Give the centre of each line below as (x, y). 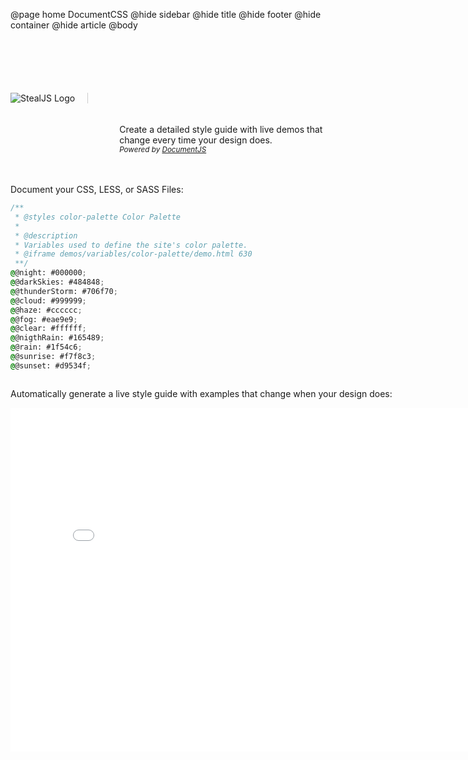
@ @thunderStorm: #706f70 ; (64, 291)
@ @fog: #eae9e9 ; (44, 319)
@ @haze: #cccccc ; (46, 310)
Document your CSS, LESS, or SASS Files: (97, 189)
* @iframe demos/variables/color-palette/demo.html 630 (133, 254)
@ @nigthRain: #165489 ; (57, 338)
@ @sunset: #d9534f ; (51, 365)
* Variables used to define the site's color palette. (131, 245)
